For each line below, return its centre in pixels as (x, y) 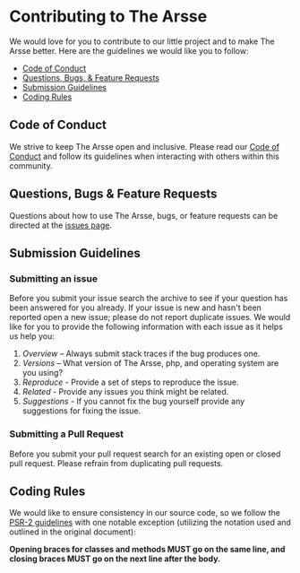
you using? (43, 373)
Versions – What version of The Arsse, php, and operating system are (150, 363)
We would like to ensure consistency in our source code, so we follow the (145, 513)
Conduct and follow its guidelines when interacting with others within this (144, 156)
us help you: (32, 336)
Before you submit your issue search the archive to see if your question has (149, 299)
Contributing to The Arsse (108, 17)
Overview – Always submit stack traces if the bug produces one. (141, 354)
